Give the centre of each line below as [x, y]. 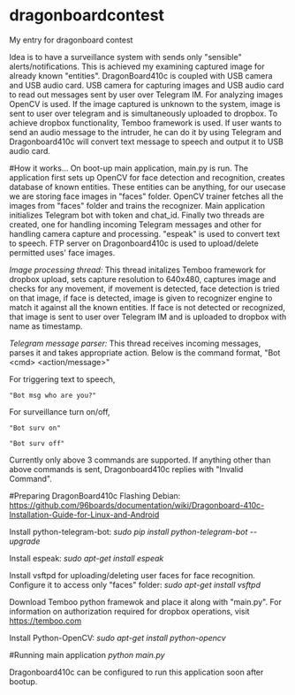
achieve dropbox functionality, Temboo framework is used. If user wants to [146, 122]
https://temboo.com [45, 621]
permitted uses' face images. [62, 252]
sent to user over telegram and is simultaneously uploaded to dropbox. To [144, 113]
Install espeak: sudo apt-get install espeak [87, 558]
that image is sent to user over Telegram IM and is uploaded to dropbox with [148, 317]
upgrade [25, 541]
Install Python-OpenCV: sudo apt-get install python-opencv [118, 638]
